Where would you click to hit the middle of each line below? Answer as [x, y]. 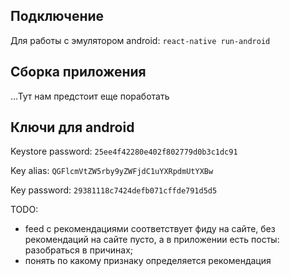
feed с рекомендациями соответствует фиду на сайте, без [150, 229]
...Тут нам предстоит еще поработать [90, 96]
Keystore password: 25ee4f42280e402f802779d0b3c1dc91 [124, 151]
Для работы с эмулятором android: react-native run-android [140, 40]
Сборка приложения [78, 72]
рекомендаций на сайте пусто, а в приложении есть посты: [152, 240]
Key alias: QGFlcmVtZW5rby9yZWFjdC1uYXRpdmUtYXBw [112, 171]
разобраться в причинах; [79, 250]
